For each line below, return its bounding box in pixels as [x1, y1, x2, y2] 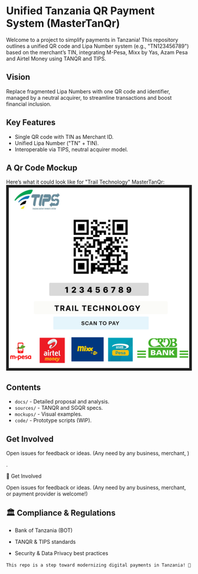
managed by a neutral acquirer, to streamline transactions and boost [6, 94, 172, 101]
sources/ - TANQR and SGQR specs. [14, 405, 103, 412]
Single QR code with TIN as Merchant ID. [14, 133, 114, 140]
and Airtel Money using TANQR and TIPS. [6, 55, 107, 62]
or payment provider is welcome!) [6, 490, 88, 497]
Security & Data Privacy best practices [14, 549, 108, 556]
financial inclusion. [6, 100, 52, 107]
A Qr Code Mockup [6, 162, 78, 172]
